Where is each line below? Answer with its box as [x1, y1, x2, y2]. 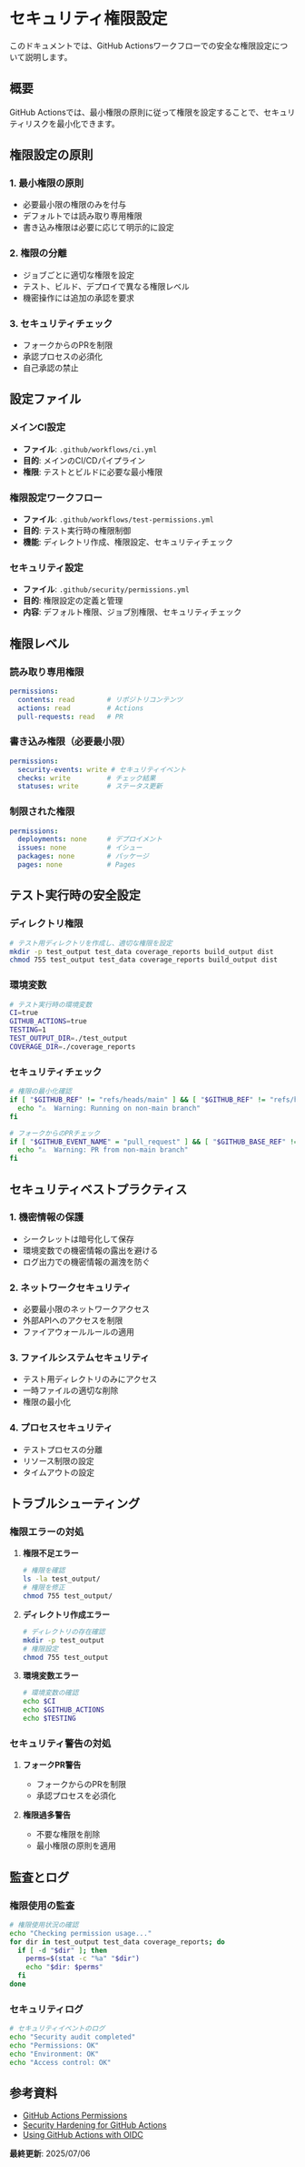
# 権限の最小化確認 [9, 1087, 73, 1096]
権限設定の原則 [9, 148, 93, 163]
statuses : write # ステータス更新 [17, 782, 163, 791]
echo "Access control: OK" [9, 2058, 112, 2067]
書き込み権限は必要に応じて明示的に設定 [22, 222, 174, 233]
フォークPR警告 [22, 1759, 82, 1771]
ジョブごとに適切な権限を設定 [22, 270, 134, 280]
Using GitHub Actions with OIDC [22, 2130, 143, 2141]
